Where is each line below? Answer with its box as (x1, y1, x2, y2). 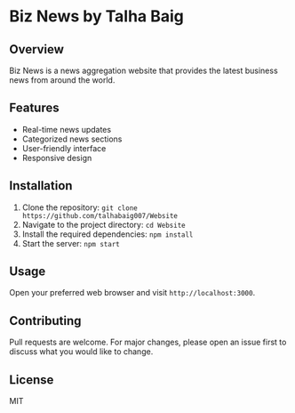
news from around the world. (9, 75, 116, 85)
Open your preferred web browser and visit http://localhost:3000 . (9, 287, 256, 298)
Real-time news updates (21, 124, 112, 134)
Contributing (9, 313, 82, 328)
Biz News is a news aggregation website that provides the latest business (9, 65, 278, 76)
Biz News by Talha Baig (9, 6, 185, 27)
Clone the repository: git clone (21, 202, 138, 213)
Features (9, 101, 60, 116)
